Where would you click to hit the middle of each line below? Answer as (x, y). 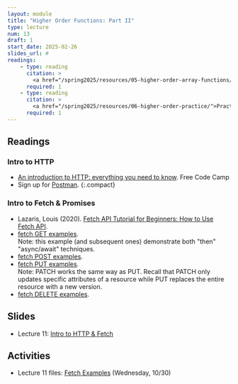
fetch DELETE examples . (53, 294)
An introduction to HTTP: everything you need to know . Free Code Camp (124, 177)
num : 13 (19, 34)
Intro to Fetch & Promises (51, 203)
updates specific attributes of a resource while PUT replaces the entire (121, 279)
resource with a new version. (60, 286)
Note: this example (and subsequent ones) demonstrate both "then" (117, 241)
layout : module (30, 14)
